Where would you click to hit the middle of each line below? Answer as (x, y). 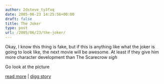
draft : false (19, 19)
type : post (16, 28)
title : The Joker (23, 23)
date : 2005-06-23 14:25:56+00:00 (40, 14)
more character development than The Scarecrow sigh (61, 57)
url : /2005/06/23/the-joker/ (35, 33)
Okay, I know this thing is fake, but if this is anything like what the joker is (80, 47)
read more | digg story (28, 76)
